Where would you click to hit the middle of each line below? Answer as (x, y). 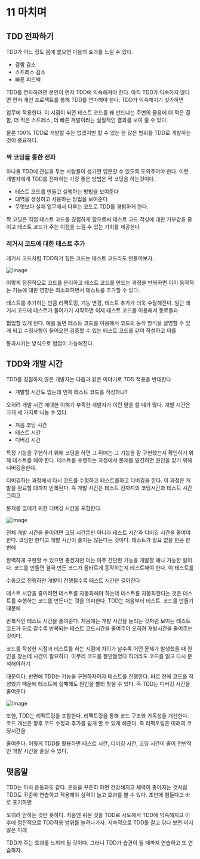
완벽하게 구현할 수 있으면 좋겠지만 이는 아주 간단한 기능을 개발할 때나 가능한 (94, 560)
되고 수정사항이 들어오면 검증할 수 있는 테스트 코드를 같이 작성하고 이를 (94, 330)
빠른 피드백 (28, 79)
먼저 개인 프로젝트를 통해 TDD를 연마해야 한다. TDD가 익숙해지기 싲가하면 (98, 100)
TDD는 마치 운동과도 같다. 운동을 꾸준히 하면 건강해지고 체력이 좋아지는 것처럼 (97, 787)
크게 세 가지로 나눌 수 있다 (36, 412)
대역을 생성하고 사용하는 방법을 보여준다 (61, 199)
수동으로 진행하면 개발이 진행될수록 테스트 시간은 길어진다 (73, 581)
